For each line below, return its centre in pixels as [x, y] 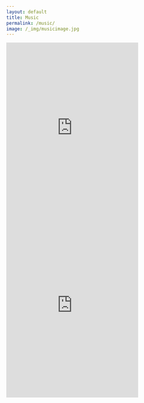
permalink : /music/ [31, 23]
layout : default [27, 12]
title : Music [23, 18]
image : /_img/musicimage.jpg [43, 29]
